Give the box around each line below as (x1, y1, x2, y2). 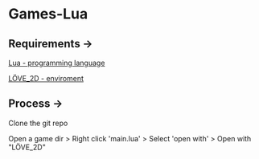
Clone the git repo (8, 118, 68, 128)
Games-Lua (8, 5, 88, 23)
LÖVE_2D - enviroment (8, 74, 84, 83)
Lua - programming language (8, 58, 105, 67)
